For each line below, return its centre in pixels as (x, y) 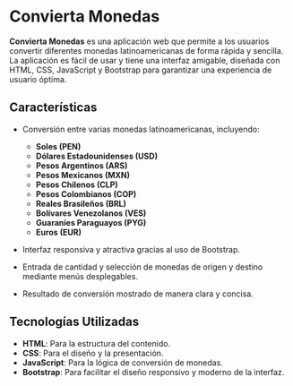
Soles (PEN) (58, 146)
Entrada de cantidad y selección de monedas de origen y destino (142, 267)
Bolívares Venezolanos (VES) (91, 213)
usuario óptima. (38, 79)
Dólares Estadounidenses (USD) (97, 156)
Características (53, 108)
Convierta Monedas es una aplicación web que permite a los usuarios (139, 41)
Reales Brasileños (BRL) (81, 203)
